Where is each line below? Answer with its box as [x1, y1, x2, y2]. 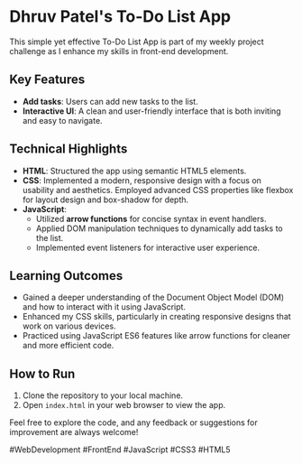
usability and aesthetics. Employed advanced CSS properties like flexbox [22, 184, 294, 195]
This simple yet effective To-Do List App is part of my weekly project [9, 36, 264, 47]
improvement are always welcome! [9, 427, 139, 438]
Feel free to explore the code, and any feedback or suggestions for [9, 417, 259, 428]
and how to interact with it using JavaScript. [22, 302, 187, 312]
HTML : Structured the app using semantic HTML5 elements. [22, 165, 247, 176]
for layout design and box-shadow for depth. [22, 194, 189, 205]
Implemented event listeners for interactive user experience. [35, 242, 260, 253]
